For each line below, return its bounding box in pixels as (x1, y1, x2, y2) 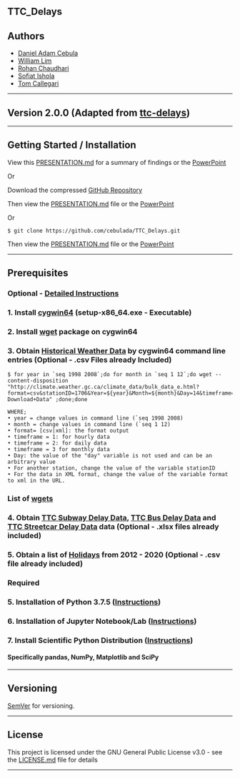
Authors (7, 30, 45, 42)
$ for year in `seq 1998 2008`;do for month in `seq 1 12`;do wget (7, 371, 213, 378)
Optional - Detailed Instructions (7, 288, 119, 298)
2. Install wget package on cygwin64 (7, 326, 138, 336)
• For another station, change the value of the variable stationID (7, 465, 216, 472)
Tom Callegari (17, 79, 59, 88)
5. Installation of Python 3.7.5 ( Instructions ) (7, 597, 161, 607)
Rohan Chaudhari (17, 64, 69, 73)
